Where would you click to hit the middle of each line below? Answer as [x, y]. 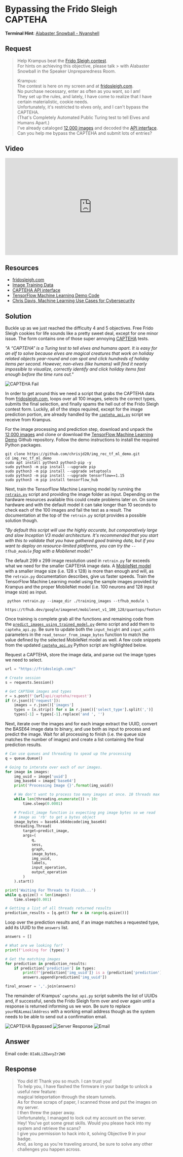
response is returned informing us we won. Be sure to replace [68, 1006]
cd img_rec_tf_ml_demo [28, 458]
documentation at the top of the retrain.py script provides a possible [76, 515]
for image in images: [27, 772]
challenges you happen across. [49, 1149]
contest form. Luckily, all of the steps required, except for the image [74, 409]
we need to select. [24, 660]
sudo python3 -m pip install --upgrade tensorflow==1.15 [65, 476]
